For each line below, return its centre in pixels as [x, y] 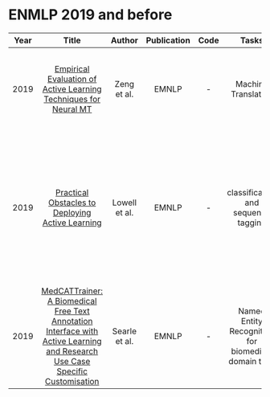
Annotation [72, 321]
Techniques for [72, 99]
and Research [72, 351]
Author [124, 40]
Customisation [72, 381]
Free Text [72, 311]
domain [243, 361]
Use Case [72, 361]
